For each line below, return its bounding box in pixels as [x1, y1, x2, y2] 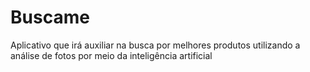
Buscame [10, 6, 90, 29]
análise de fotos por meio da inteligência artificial [10, 49, 213, 61]
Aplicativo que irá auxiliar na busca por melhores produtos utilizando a [10, 39, 301, 51]
